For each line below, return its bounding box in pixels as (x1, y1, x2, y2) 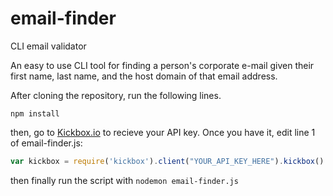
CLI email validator (10, 40, 87, 52)
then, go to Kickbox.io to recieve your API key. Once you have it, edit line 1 (10, 126, 316, 138)
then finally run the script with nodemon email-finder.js (10, 174, 239, 186)
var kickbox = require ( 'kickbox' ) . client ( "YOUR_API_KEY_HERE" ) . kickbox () (10, 156, 325, 166)
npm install (10, 108, 60, 119)
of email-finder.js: (10, 137, 83, 149)
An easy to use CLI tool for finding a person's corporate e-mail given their (10, 59, 315, 71)
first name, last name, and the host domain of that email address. (10, 70, 278, 82)
